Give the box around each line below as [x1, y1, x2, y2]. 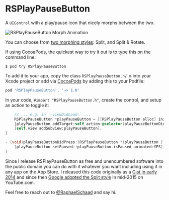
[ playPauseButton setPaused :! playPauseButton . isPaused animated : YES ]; [14, 144, 165, 150]
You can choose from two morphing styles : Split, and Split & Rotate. [5, 39, 145, 45]
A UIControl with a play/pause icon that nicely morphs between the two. [5, 20, 155, 26]
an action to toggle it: [5, 102, 49, 108]
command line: [5, 54, 36, 60]
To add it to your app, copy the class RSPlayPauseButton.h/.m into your [5, 72, 151, 78]
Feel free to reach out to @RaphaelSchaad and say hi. [5, 189, 117, 195]
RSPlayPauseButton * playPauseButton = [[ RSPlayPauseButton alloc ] [14, 117, 156, 122]
